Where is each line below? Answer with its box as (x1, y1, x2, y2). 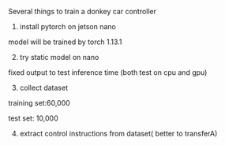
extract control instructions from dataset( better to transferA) (19, 129, 218, 138)
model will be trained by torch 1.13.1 (8, 37, 122, 46)
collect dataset (19, 83, 69, 92)
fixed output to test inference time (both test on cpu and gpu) (8, 68, 208, 77)
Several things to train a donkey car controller (8, 7, 156, 16)
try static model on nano (19, 53, 99, 61)
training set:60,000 (8, 99, 71, 107)
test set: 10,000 (8, 113, 58, 123)
